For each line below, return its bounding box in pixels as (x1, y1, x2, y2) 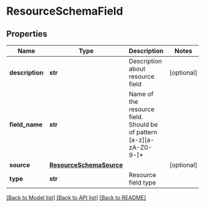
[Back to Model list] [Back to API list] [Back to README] (6, 194, 146, 201)
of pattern (129, 128, 157, 136)
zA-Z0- (129, 143, 153, 151)
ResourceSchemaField (6, 4, 123, 18)
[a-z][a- (129, 136, 154, 144)
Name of (129, 90, 154, 98)
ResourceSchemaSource (49, 161, 123, 169)
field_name (9, 120, 43, 129)
